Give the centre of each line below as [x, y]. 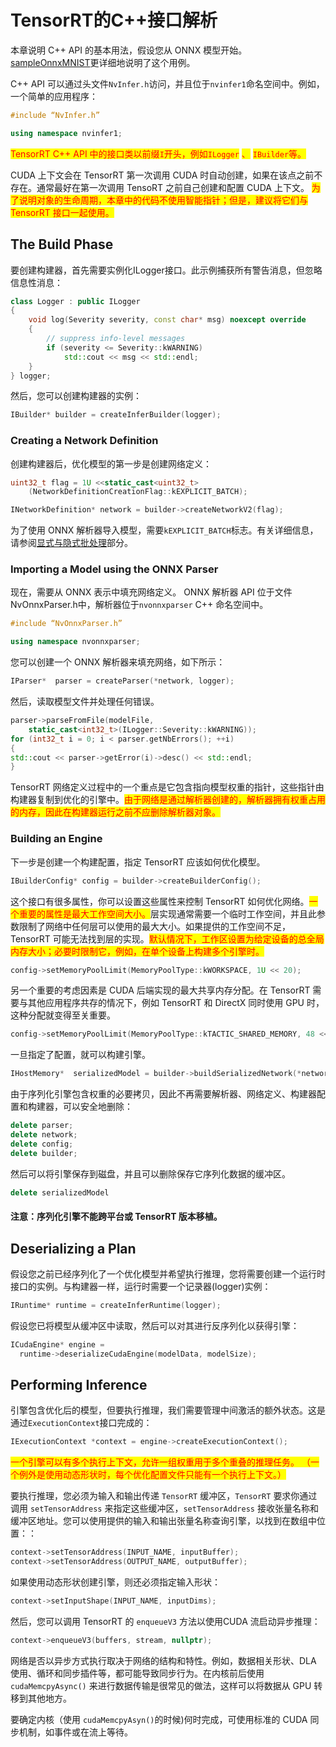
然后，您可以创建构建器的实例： [76, 396]
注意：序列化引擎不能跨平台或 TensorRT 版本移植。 [116, 1217]
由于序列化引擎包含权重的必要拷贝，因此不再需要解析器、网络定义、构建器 [163, 1094]
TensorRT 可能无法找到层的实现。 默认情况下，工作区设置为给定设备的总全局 [167, 938]
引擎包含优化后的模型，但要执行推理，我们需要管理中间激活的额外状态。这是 [168, 1410]
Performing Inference [79, 1384]
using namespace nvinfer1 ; [66, 133]
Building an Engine [56, 839]
